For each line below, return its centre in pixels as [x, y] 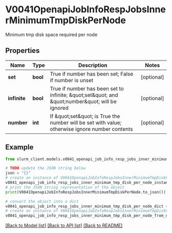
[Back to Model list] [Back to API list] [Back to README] [64, 226]
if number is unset [72, 80]
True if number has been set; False [92, 74]
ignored [59, 108]
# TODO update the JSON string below [46, 168]
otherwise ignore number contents [91, 129]
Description [93, 65]
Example [19, 147]
